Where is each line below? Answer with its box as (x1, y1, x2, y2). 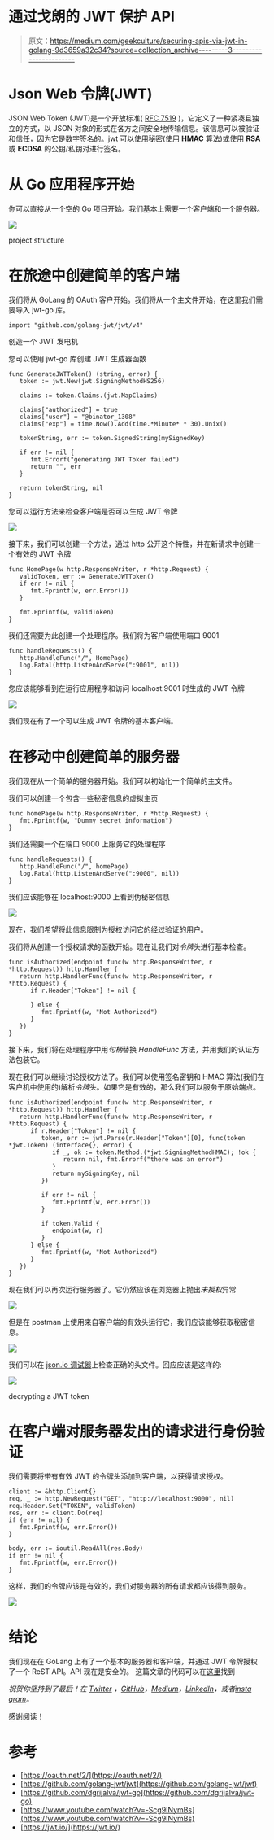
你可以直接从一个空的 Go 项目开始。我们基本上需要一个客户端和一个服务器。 (8, 203, 264, 213)
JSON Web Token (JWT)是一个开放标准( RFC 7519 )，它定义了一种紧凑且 (8, 113, 253, 123)
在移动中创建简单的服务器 (8, 747, 180, 766)
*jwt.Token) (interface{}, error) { (8, 1141, 133, 1149)
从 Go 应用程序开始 (8, 176, 135, 194)
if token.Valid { (41, 1219, 100, 1227)
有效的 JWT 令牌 (15, 549, 72, 558)
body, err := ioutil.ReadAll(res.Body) (8, 1544, 144, 1553)
